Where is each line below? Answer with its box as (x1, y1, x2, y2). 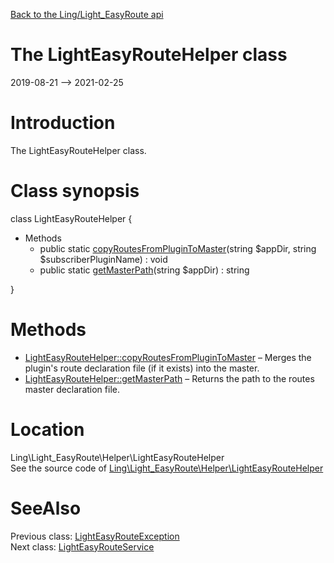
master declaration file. (24, 383, 120, 395)
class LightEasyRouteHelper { (10, 212, 133, 224)
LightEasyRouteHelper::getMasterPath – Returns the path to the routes (24, 372, 315, 384)
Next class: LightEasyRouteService (10, 540, 155, 553)
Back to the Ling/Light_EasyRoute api (10, 9, 164, 20)
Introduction (10, 112, 116, 134)
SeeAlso (10, 497, 82, 519)
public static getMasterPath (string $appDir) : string (39, 264, 250, 276)
